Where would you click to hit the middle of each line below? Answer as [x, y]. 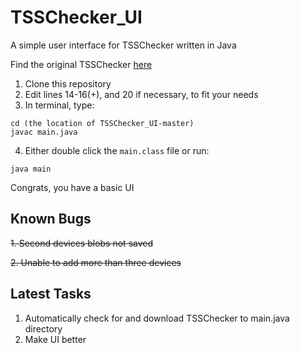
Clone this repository [68, 83]
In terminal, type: [59, 105]
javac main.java [44, 132]
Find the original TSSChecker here [81, 64]
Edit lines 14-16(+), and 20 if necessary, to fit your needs [141, 94]
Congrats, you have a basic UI [72, 187]
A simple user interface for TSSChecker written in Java [123, 45]
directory [43, 328]
